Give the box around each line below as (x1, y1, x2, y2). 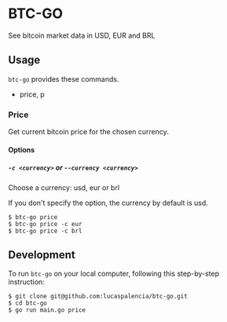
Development (8, 248, 76, 262)
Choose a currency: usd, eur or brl (8, 182, 120, 192)
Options (8, 145, 35, 154)
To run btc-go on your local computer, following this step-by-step (8, 269, 220, 279)
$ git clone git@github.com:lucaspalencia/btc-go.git (8, 292, 189, 301)
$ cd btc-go (8, 299, 47, 307)
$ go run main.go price (8, 306, 86, 314)
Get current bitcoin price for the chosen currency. (8, 127, 169, 137)
